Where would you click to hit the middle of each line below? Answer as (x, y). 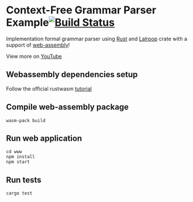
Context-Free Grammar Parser (81, 10)
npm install (20, 157)
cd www (14, 152)
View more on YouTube (34, 56)
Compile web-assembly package (68, 107)
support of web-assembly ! (38, 45)
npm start (18, 162)
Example (27, 22)
